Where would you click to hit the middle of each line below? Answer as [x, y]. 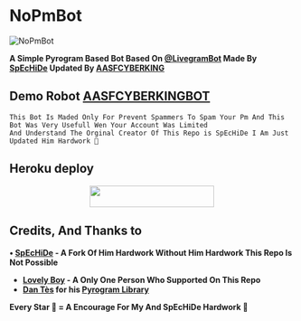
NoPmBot [46, 16]
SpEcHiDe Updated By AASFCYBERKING [87, 68]
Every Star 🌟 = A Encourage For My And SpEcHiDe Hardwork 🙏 [129, 307]
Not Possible [34, 262]
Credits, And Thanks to [76, 231]
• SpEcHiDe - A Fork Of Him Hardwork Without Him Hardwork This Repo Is [151, 252]
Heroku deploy [52, 169]
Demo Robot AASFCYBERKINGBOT [110, 96]
